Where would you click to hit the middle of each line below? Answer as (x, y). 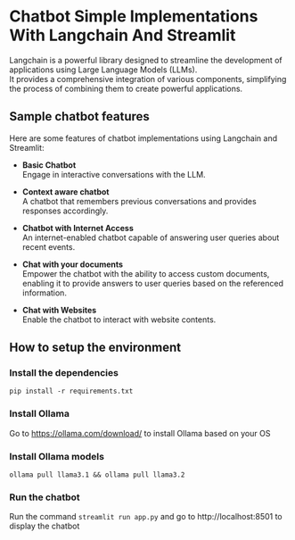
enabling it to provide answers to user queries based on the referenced (152, 283)
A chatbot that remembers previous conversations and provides (139, 201)
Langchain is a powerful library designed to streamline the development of (146, 60)
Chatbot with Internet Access (78, 228)
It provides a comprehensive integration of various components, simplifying (148, 79)
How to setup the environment (95, 348)
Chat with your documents (72, 264)
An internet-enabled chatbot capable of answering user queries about (151, 237)
